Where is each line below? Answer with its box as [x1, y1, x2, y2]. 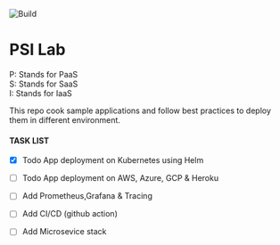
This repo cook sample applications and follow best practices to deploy [9, 105, 272, 116]
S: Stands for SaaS [9, 78, 78, 89]
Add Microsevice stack [21, 226, 107, 237]
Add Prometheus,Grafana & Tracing [21, 191, 153, 201]
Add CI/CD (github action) [21, 208, 118, 219]
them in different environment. [9, 114, 120, 125]
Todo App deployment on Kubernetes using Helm [21, 155, 204, 166]
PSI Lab [9, 40, 66, 60]
